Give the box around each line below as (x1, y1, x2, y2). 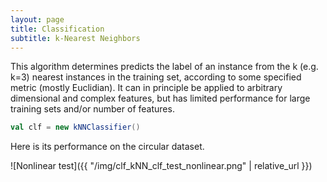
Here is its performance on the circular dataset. (10, 141, 205, 153)
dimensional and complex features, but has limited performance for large (10, 92, 311, 105)
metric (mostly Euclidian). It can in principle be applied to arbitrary (10, 82, 283, 94)
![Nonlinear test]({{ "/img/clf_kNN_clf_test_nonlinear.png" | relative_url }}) (10, 160, 313, 172)
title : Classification (10, 24, 105, 34)
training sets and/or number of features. (10, 103, 175, 115)
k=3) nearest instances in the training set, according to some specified (10, 71, 302, 83)
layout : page (10, 14, 65, 25)
